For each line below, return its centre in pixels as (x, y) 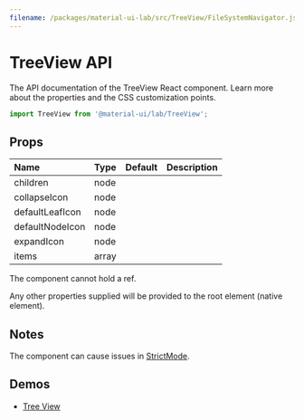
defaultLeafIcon (47, 212)
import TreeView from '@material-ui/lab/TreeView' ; (109, 114)
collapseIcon (41, 197)
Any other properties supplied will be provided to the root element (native (146, 296)
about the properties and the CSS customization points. (113, 97)
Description (192, 167)
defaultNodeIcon (50, 227)
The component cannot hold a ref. (73, 279)
